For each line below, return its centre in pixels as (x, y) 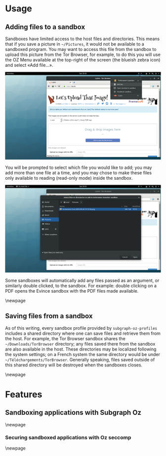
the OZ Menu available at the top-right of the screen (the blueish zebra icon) (83, 60)
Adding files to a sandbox (45, 27)
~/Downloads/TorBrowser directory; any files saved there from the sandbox (80, 344)
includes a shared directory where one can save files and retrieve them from (83, 333)
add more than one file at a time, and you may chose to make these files (79, 173)
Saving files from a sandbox (49, 316)
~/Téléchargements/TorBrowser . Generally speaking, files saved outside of (80, 359)
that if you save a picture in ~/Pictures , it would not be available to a (75, 44)
